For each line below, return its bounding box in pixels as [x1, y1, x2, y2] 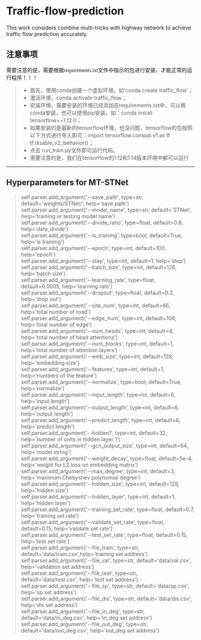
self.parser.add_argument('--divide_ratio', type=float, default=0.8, [20, 219, 184, 226]
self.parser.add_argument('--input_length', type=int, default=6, [20, 391, 176, 398]
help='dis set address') [20, 601, 78, 608]
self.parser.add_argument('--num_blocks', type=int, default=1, [20, 340, 174, 347]
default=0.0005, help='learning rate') [20, 283, 112, 290]
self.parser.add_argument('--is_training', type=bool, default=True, [20, 232, 183, 239]
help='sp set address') [20, 588, 77, 596]
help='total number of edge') [20, 321, 93, 328]
